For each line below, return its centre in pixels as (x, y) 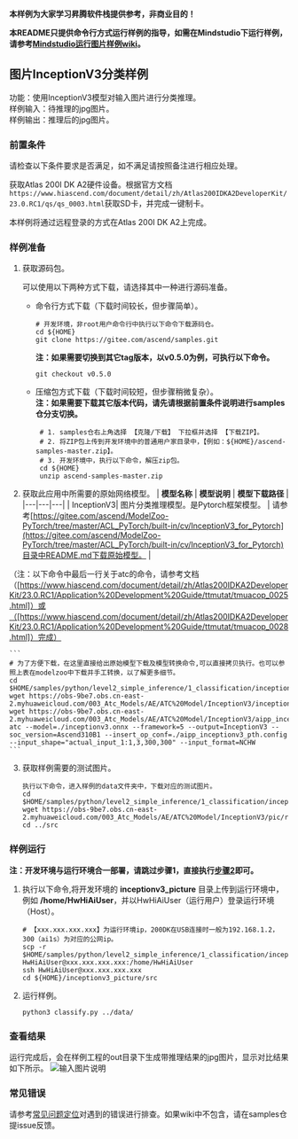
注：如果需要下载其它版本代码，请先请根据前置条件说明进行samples (160, 403)
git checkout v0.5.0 (73, 374)
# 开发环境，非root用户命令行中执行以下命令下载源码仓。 (126, 324)
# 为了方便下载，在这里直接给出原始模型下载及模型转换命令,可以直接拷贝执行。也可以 (144, 664)
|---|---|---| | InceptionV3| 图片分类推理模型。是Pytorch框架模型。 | (146, 505)
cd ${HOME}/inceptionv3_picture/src (90, 978)
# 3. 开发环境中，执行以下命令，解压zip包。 (112, 461)
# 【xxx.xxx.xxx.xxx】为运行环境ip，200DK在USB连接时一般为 (125, 930)
